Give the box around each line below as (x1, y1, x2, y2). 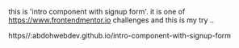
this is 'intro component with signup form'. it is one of (8, 7, 186, 16)
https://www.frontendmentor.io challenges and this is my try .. (8, 15, 215, 25)
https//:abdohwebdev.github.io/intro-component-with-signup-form (8, 31, 232, 40)
